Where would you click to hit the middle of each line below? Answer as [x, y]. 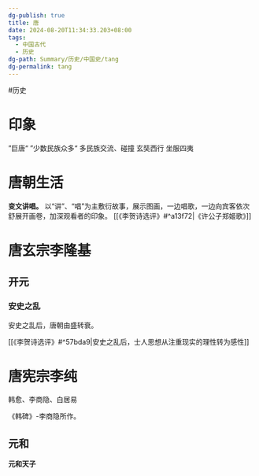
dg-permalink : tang [40, 67]
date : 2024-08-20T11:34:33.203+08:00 [70, 30]
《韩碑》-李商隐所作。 [44, 416]
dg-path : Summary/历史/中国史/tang [64, 60]
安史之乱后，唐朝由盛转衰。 [53, 325]
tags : [17, 37]
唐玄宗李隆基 [50, 251]
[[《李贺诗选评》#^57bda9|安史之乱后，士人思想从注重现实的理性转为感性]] [129, 341]
